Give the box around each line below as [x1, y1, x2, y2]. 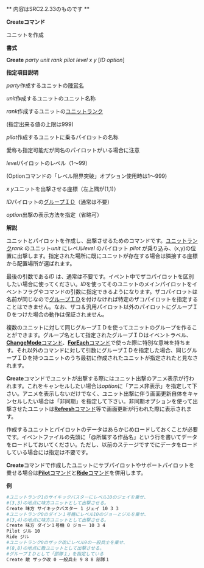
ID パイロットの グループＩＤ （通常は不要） [6, 198, 113, 205]
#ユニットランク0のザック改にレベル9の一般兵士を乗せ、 [6, 539, 128, 545]
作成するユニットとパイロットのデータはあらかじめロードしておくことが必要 [6, 426, 199, 433]
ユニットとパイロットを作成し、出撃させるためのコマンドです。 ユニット [6, 237, 188, 244]
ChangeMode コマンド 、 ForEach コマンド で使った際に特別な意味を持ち [6, 339, 186, 346]
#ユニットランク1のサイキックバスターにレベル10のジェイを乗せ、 [6, 494, 149, 500]
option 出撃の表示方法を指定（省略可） [6, 211, 102, 218]
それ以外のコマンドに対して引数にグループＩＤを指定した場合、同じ [16, 346, 187, 354]
